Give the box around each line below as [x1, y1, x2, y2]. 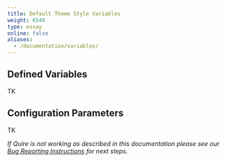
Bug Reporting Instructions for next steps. [7, 147, 128, 155]
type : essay [7, 23, 42, 30]
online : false [7, 29, 49, 37]
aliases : [7, 36, 33, 43]
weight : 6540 [7, 17, 46, 24]
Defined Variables [7, 68, 88, 80]
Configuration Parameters [7, 108, 124, 119]
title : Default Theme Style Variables [7, 10, 121, 17]
